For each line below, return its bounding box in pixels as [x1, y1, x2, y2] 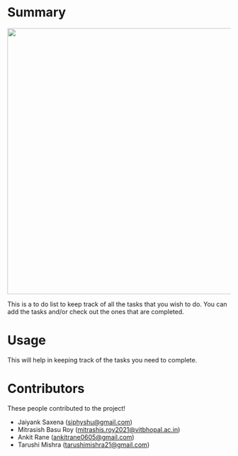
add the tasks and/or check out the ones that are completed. [7, 307, 184, 316]
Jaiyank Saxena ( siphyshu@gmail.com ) [17, 418, 133, 426]
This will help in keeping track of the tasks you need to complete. [7, 355, 198, 364]
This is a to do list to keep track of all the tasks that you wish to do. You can [7, 299, 228, 308]
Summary [7, 4, 66, 21]
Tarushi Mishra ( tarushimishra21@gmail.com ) [17, 440, 150, 449]
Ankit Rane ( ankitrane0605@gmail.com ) [17, 433, 135, 441]
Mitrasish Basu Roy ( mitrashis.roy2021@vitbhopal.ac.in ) [17, 425, 181, 433]
